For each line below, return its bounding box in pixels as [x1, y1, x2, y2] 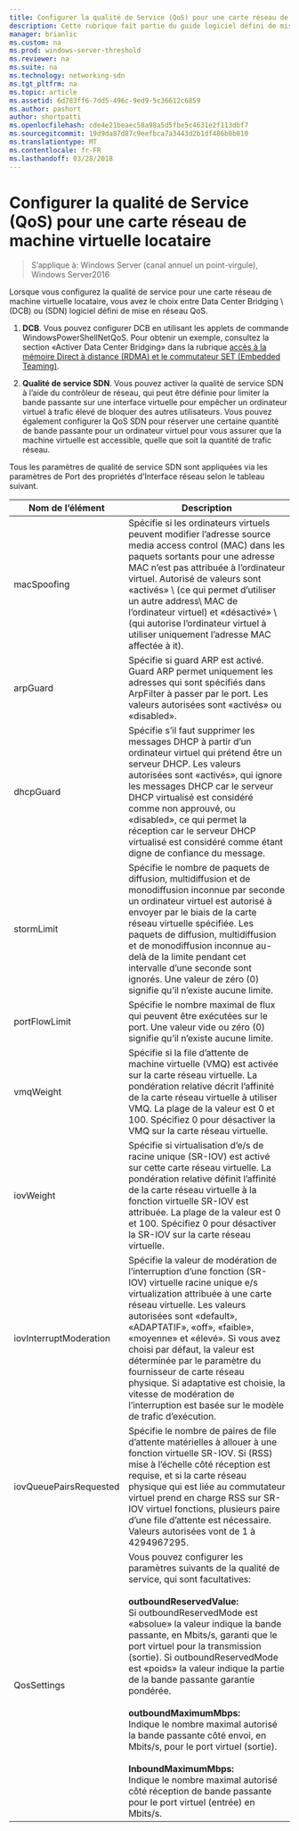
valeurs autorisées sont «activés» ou [128, 699, 282, 711]
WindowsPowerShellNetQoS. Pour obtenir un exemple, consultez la [21, 332, 270, 344]
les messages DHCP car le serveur [128, 780, 274, 792]
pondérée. [128, 1685, 172, 1697]
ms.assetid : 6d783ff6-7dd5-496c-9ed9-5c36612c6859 [9, 95, 201, 105]
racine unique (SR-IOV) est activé [128, 1150, 271, 1163]
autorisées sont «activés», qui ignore [128, 769, 283, 782]
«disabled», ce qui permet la [128, 814, 247, 826]
